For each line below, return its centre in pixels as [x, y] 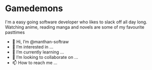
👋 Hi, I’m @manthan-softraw [40, 41]
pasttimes [15, 32]
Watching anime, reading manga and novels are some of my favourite [75, 27]
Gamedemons [34, 9]
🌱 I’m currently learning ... [38, 52]
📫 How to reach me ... [35, 62]
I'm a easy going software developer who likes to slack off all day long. [76, 22]
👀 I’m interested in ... [33, 47]
